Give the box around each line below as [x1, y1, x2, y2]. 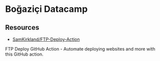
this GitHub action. [5, 51, 43, 57]
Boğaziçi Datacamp [5, 3, 88, 15]
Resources [5, 23, 39, 32]
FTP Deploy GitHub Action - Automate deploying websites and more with [5, 46, 155, 52]
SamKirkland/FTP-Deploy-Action [12, 36, 80, 42]
